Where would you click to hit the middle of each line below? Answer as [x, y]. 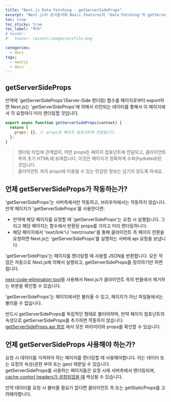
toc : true [16, 19]
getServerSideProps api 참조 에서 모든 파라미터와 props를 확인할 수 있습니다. [83, 327]
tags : [11, 57]
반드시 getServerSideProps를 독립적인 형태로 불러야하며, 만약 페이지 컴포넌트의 [85, 314]
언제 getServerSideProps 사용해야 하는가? [70, 345]
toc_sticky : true [24, 24]
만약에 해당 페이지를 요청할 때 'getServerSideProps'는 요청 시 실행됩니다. [86, 220]
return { [19, 127]
